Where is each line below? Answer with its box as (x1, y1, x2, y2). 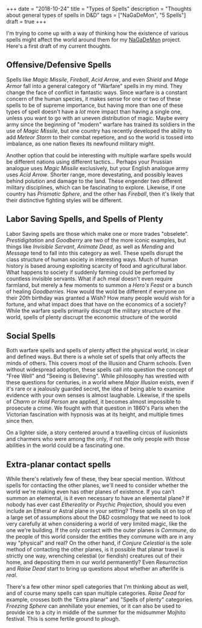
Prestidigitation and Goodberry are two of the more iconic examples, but (6, 236, 186, 244)
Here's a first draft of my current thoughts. (6, 42, 112, 49)
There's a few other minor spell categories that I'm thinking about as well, (6, 583, 189, 591)
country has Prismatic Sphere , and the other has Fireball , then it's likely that (6, 190, 195, 197)
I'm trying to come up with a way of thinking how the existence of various (6, 30, 189, 37)
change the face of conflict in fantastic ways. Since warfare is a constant (6, 89, 188, 96)
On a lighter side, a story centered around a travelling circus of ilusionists (6, 429, 188, 436)
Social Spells (6, 331, 56, 341)
